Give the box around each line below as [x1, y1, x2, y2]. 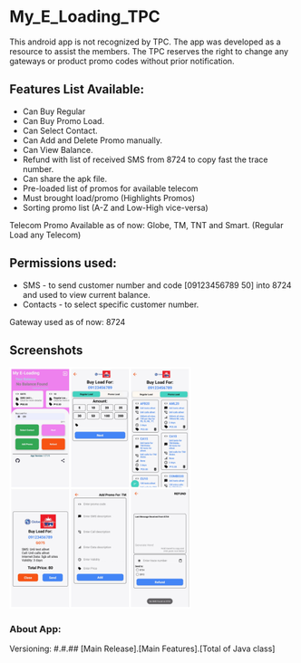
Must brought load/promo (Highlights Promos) [22, 192, 196, 203]
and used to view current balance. [22, 289, 151, 300]
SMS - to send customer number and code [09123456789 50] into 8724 [22, 279, 292, 291]
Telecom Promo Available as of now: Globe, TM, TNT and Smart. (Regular [9, 219, 284, 230]
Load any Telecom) [9, 229, 82, 240]
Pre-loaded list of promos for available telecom [22, 183, 199, 194]
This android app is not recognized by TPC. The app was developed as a [9, 36, 281, 47]
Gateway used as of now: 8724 [9, 316, 126, 327]
